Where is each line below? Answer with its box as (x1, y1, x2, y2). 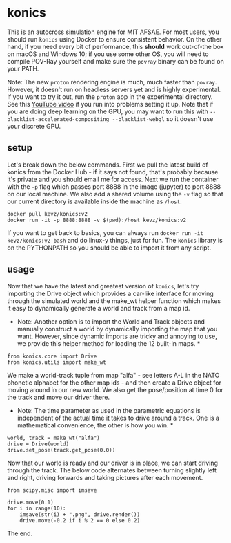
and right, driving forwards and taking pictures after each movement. (7, 473, 203, 481)
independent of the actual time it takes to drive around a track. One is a (17, 414, 219, 422)
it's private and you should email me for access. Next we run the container (7, 175, 219, 183)
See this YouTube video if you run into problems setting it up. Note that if (7, 100, 214, 108)
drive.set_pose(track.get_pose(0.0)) (7, 446, 116, 454)
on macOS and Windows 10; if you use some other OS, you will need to (7, 50, 209, 58)
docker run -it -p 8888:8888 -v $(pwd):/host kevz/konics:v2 (7, 217, 187, 223)
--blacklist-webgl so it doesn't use (112, 114, 214, 122)
